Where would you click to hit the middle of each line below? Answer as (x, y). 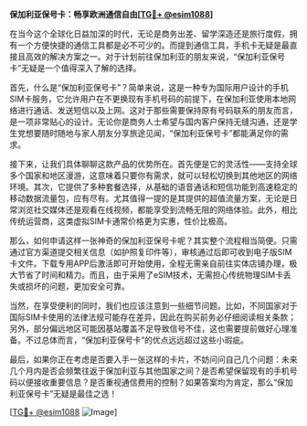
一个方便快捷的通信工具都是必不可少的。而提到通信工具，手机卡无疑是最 (153, 45)
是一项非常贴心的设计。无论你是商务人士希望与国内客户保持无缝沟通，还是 (149, 122)
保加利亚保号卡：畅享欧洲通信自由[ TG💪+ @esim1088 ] (111, 14)
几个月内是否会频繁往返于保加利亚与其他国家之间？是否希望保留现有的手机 (149, 371)
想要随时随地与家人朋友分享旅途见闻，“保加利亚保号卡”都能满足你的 (153, 133)
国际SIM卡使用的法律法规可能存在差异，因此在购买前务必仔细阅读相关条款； (153, 317)
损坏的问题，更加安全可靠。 (77, 286)
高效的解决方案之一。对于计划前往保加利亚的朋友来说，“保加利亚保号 (155, 57)
